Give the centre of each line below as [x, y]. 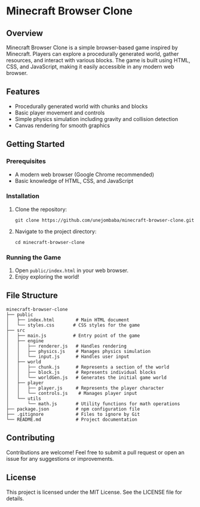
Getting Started [36, 144]
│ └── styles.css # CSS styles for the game [73, 325]
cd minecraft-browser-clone [50, 242]
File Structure [32, 296]
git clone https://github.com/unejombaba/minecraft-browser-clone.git [104, 220]
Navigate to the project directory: [56, 231]
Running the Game [34, 257]
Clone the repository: [41, 209]
